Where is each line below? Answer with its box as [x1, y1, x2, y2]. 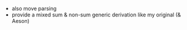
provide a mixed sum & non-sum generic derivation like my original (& [11, 11, 181, 18]
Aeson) [11, 18, 29, 24]
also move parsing [11, 5, 57, 12]
